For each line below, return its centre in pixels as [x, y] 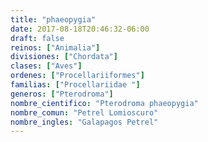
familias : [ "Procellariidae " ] [75, 85]
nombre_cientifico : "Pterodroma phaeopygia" [104, 103]
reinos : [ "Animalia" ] [55, 47]
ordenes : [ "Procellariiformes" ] [77, 76]
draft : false [37, 38]
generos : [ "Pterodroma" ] [62, 94]
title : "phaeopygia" [53, 19]
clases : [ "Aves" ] [46, 66]
